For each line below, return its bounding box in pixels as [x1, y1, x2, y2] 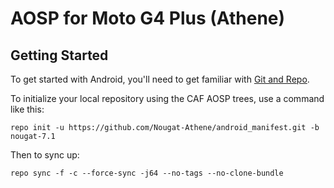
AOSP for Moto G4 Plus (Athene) [10, 7, 286, 30]
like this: [10, 103, 45, 115]
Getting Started [10, 47, 109, 64]
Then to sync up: [10, 149, 80, 161]
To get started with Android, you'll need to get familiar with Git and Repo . [10, 73, 310, 85]
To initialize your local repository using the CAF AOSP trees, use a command [10, 93, 325, 104]
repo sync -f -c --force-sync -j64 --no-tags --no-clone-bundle [10, 168, 284, 178]
